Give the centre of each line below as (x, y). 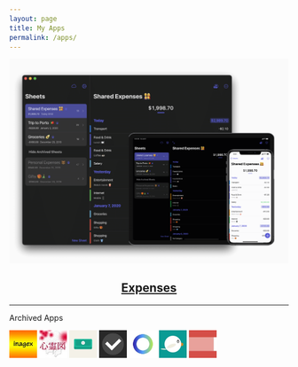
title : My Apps (37, 28)
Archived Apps (36, 317)
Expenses (149, 288)
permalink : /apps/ (43, 37)
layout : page (33, 19)
